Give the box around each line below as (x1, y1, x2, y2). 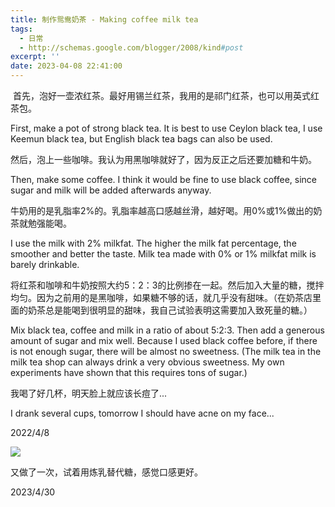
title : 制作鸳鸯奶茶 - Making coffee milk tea (10, 14, 199, 25)
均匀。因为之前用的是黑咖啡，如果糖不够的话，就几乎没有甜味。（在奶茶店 (10, 292, 313, 303)
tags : (10, 24, 33, 34)
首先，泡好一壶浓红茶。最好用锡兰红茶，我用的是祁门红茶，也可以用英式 (12, 90, 311, 101)
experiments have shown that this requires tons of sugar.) (10, 367, 248, 378)
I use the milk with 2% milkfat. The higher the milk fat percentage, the (10, 237, 297, 249)
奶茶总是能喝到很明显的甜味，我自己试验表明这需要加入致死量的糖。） (27, 304, 313, 316)
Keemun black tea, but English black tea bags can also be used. (10, 133, 273, 145)
